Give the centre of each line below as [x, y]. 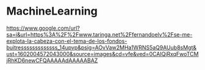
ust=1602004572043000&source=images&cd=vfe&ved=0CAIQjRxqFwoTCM [103, 54]
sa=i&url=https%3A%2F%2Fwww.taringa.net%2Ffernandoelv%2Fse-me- [99, 34]
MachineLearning [52, 11]
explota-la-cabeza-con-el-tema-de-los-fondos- [67, 41]
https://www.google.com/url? [43, 28]
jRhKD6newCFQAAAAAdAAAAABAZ [52, 60]
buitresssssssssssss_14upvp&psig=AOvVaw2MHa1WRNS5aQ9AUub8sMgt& [102, 47]
